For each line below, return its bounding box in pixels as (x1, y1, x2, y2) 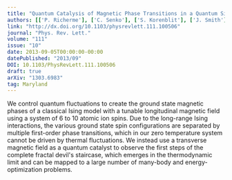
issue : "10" (7, 42, 41, 49)
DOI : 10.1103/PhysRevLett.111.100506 (7, 61, 116, 68)
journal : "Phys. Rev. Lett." (7, 29, 91, 37)
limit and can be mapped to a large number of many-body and (7, 158, 184, 166)
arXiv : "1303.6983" (7, 74, 64, 81)
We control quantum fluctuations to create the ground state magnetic (7, 99, 204, 108)
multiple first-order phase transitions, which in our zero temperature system (7, 129, 223, 137)
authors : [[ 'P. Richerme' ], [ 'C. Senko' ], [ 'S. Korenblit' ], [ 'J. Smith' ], (7, 17, 230, 23)
